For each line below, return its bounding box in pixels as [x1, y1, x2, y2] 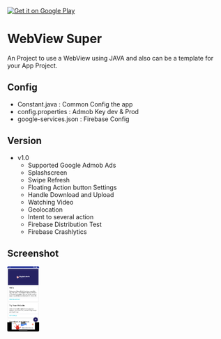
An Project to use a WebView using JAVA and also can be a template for [7, 54, 214, 62]
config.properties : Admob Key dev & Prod [17, 107, 139, 116]
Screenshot [7, 247, 59, 259]
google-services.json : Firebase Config [17, 115, 130, 123]
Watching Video [27, 198, 74, 206]
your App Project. [7, 61, 58, 70]
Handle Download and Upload [27, 190, 114, 198]
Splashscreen [27, 168, 68, 177]
